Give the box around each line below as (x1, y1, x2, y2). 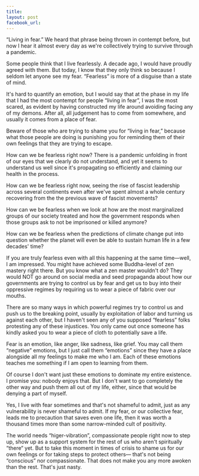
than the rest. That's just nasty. (6, 464, 82, 471)
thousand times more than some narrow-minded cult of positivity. (6, 420, 167, 428)
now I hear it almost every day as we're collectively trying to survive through (6, 42, 193, 49)
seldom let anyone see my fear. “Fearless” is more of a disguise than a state (6, 72, 192, 80)
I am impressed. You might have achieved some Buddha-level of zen (6, 261, 174, 268)
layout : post (6, 14, 39, 20)
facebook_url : (6, 20, 42, 26)
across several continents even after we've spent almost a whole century (6, 188, 185, 196)
